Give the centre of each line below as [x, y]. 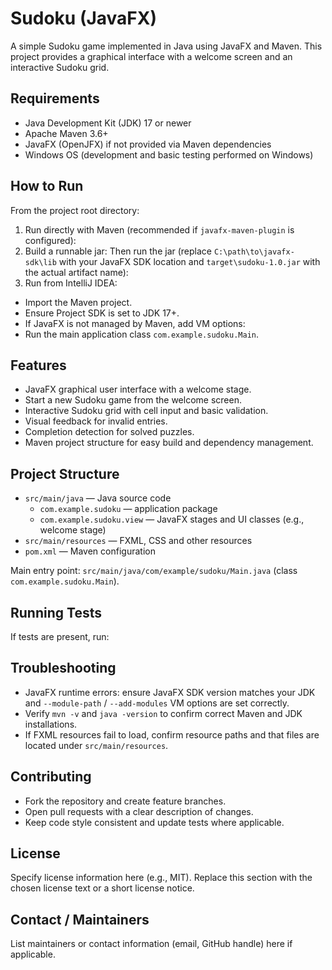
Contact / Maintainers [80, 919]
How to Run [47, 186]
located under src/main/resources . [96, 745]
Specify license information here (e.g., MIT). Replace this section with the [161, 878]
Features [38, 365]
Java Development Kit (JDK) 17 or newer [108, 123]
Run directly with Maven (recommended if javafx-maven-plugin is [159, 229]
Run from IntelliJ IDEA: [71, 283]
